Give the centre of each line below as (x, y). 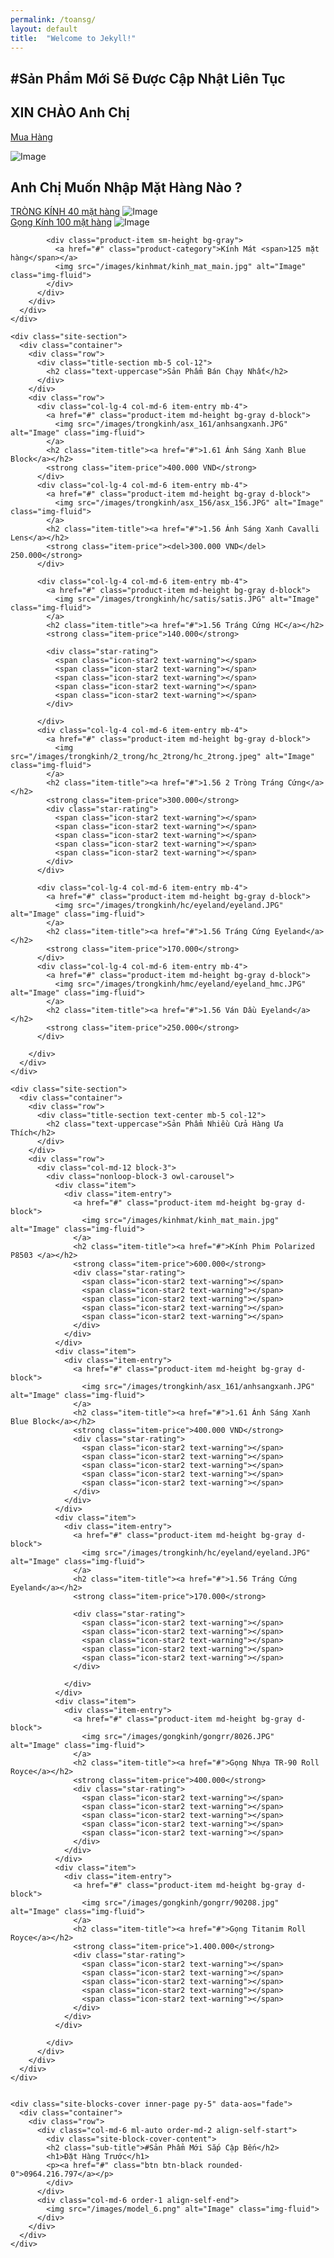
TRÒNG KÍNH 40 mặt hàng (65, 212)
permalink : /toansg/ (53, 19)
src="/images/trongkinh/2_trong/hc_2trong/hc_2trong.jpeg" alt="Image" (162, 757)
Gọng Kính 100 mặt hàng (61, 222)
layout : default (44, 29)
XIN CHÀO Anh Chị (70, 112)
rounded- (225, 2166)
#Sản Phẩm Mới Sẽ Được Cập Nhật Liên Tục (148, 78)
